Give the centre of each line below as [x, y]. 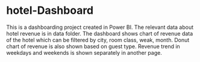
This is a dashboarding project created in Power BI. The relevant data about [100, 27]
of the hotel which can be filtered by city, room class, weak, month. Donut [98, 40]
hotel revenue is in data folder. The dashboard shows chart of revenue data [100, 33]
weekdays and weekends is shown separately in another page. [84, 52]
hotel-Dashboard [50, 11]
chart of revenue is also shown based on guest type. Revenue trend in [93, 46]
